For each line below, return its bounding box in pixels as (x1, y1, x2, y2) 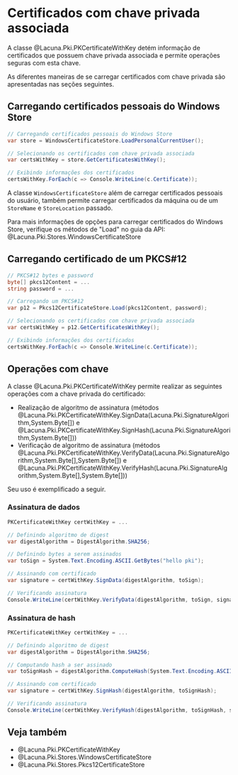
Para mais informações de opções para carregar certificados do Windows (7, 218, 223, 226)
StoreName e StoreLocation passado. (7, 204, 113, 212)
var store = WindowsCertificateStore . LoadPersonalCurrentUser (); (7, 137, 204, 144)
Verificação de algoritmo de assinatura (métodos (17, 441, 161, 449)
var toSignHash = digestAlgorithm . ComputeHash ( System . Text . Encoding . (7, 668, 217, 675)
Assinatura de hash (7, 612, 76, 622)
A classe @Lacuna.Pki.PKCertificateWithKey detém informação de (7, 43, 200, 52)
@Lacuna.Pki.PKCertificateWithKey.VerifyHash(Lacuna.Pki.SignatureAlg (17, 463, 228, 472)
